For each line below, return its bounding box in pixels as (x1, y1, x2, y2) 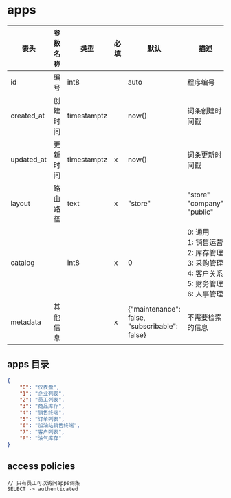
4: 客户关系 (187, 268, 223, 278)
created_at (10, 111, 45, 120)
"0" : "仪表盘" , (19, 384, 60, 391)
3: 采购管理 (187, 258, 223, 268)
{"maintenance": (127, 304, 181, 314)
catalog (10, 257, 35, 267)
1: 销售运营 (187, 237, 223, 247)
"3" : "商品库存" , (19, 403, 65, 410)
